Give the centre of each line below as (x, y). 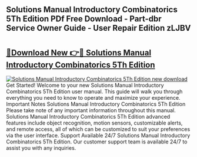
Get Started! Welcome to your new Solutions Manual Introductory (85, 85)
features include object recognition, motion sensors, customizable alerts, (94, 123)
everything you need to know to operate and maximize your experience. (93, 98)
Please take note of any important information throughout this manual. (91, 110)
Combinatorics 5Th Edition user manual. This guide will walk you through (94, 91)
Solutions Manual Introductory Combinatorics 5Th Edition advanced (88, 117)
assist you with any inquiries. (41, 148)
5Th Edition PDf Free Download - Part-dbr (84, 19)
